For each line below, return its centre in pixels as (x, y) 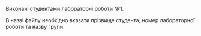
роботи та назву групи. (35, 27)
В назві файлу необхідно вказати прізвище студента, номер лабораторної (100, 20)
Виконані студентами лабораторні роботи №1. (65, 9)
